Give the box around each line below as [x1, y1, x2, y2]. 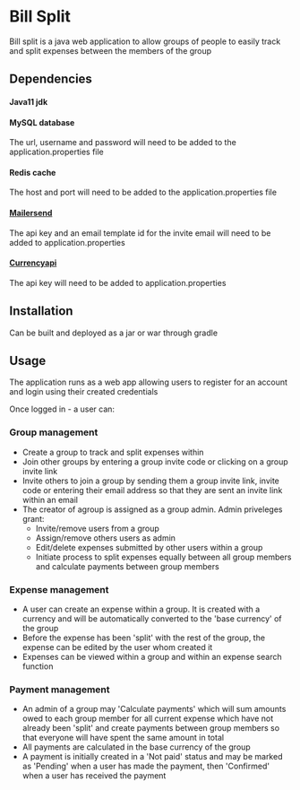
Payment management [9, 683, 110, 696]
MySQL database [9, 117, 75, 127]
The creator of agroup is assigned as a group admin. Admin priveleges [21, 504, 283, 515]
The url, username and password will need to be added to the [9, 137, 237, 148]
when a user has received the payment [21, 770, 167, 781]
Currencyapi [9, 257, 57, 268]
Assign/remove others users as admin [35, 532, 176, 543]
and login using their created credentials [9, 386, 159, 397]
